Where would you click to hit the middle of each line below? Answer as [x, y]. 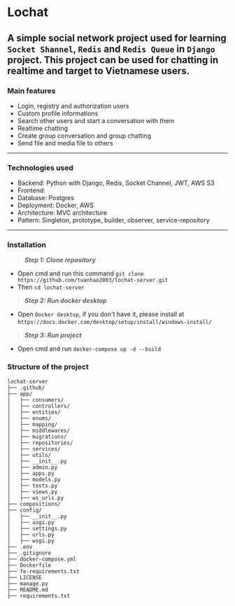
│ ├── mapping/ [33, 424]
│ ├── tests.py [33, 486]
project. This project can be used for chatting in [113, 60]
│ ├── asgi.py [31, 522]
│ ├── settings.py [37, 528]
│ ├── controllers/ [39, 406]
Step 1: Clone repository [60, 260]
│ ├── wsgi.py [31, 541]
